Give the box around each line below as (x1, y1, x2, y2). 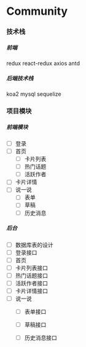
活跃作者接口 (15, 279, 48, 287)
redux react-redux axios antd (6, 60, 80, 67)
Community (6, 4, 68, 18)
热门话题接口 (15, 271, 48, 279)
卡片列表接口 (15, 264, 48, 271)
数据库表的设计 (15, 241, 53, 248)
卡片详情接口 (15, 287, 48, 294)
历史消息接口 (24, 334, 57, 341)
